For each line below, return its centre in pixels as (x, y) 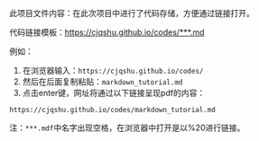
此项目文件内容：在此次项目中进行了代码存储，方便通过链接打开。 (132, 13)
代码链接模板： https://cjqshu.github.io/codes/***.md (107, 32)
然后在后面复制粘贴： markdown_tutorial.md (102, 82)
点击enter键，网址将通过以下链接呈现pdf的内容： (114, 93)
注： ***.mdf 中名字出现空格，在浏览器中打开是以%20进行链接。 (127, 128)
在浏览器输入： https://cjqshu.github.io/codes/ (113, 70)
